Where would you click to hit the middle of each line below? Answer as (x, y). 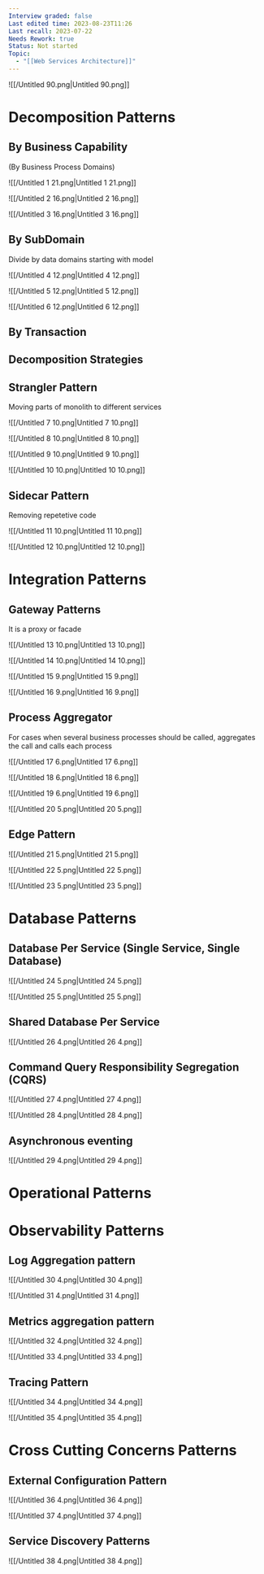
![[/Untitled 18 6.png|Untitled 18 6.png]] (74, 777)
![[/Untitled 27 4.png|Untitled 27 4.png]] (75, 1100)
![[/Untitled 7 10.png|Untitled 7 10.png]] (74, 423)
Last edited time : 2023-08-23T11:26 (70, 24)
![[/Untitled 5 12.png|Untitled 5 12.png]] (74, 290)
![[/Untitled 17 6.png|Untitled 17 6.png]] (74, 761)
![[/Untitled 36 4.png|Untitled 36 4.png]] (76, 1500)
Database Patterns (72, 918)
